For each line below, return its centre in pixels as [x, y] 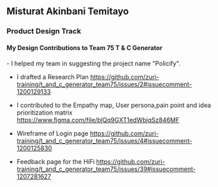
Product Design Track [44, 31]
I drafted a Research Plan [53, 76]
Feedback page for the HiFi [56, 161]
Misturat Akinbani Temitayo [68, 11]
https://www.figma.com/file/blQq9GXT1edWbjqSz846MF [98, 120]
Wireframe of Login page [52, 133]
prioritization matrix [44, 112]
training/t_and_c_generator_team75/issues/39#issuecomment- [106, 169]
